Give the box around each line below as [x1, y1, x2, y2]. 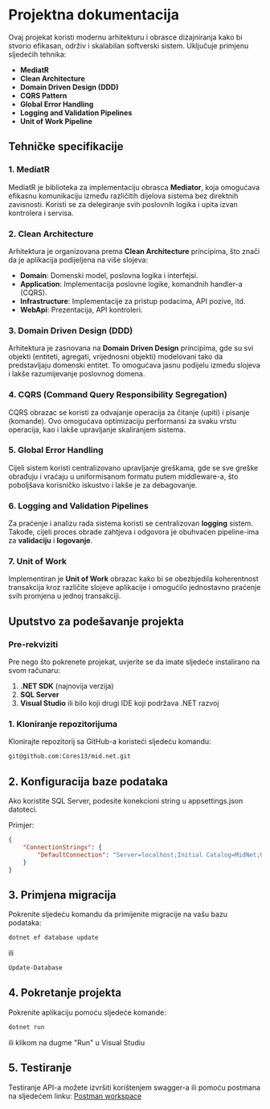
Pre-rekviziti [8, 638, 59, 650]
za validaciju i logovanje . [8, 536, 93, 546]
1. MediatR [8, 164, 50, 175]
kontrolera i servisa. [8, 208, 74, 218]
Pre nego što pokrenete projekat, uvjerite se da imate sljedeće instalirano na [8, 657, 260, 667]
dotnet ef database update [8, 933, 99, 942]
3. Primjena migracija [8, 888, 117, 902]
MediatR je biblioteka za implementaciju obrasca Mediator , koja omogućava [8, 182, 260, 192]
